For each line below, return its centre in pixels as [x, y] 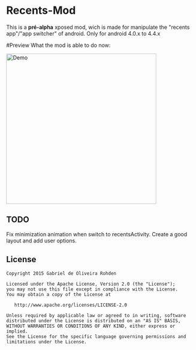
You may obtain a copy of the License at [59, 294]
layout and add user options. [41, 241]
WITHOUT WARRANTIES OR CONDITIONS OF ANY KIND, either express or [91, 326]
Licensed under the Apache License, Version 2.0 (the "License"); [91, 284]
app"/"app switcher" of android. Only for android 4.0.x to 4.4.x [83, 33]
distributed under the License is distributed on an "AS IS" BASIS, [94, 321]
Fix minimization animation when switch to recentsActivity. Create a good [97, 234]
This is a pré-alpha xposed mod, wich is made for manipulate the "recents [98, 27]
